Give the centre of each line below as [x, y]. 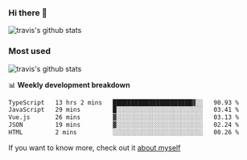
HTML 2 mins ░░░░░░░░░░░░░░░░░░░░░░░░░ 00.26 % [124, 133]
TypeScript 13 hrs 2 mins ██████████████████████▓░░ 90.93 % [124, 103]
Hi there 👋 [28, 13]
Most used [29, 51]
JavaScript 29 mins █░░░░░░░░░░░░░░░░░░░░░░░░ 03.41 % [124, 110]
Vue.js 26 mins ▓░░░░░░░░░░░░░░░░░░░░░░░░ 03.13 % [124, 117]
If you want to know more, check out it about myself [95, 147]
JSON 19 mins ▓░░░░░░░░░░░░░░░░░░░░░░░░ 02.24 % [124, 125]
